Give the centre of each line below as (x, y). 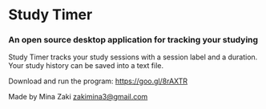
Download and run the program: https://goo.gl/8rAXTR (98, 81)
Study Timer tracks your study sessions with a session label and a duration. (133, 57)
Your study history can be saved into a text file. (86, 66)
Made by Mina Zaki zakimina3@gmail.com (78, 97)
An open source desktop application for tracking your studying (133, 40)
